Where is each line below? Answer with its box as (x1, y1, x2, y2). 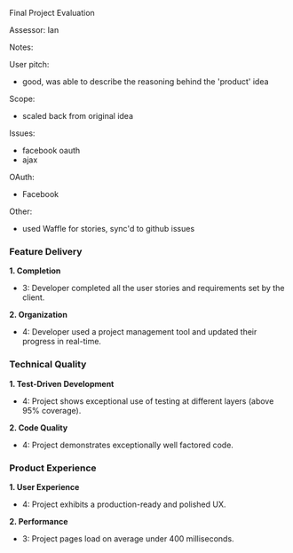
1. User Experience (9, 481, 80, 492)
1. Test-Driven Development (9, 378, 115, 389)
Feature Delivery (9, 245, 83, 257)
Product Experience (9, 462, 97, 474)
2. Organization (9, 310, 68, 320)
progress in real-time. (21, 336, 102, 347)
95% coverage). (21, 405, 82, 415)
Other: (9, 206, 33, 217)
